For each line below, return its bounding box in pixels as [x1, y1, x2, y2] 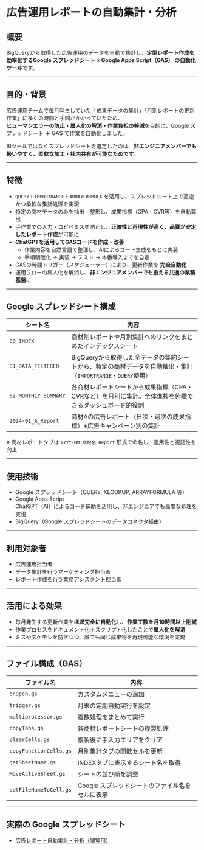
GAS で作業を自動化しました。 [51, 129, 129, 137]
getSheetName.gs [9, 759, 56, 765]
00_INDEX [9, 338, 35, 344]
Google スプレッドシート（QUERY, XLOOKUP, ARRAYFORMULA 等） [15, 489, 188, 496]
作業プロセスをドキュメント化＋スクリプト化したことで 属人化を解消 [15, 625, 186, 633]
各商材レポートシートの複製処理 [77, 724, 169, 733]
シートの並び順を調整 [77, 770, 138, 778]
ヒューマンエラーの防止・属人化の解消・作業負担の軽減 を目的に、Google [6, 122, 189, 129]
